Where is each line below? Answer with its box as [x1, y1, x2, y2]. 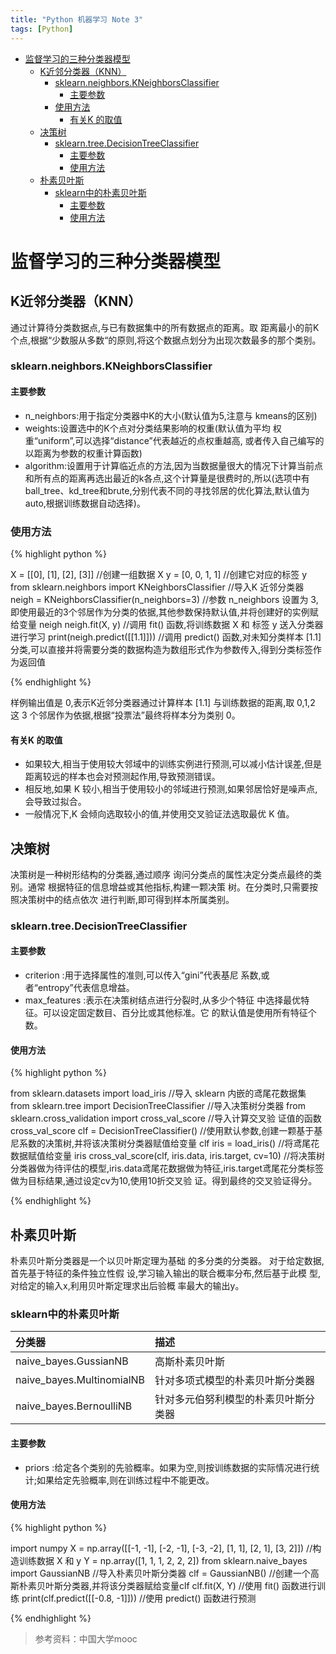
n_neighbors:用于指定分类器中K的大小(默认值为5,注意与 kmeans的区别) [24, 409, 318, 421]
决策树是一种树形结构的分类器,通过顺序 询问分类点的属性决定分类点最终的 [10, 868, 313, 880]
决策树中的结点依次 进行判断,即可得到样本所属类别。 [18, 893, 235, 905]
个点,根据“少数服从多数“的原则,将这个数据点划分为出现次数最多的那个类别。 [10, 334, 322, 346]
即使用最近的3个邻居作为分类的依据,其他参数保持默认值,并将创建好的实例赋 [10, 606, 319, 618]
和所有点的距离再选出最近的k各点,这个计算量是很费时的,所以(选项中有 [24, 472, 310, 484]
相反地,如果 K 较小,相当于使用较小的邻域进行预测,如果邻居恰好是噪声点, [24, 783, 318, 795]
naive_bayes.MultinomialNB [15, 1373, 146, 1387]
